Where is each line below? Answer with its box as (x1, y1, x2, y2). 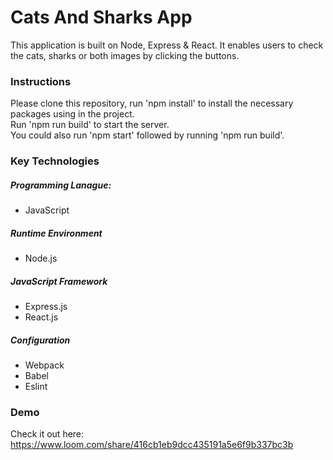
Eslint (24, 381, 48, 393)
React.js (24, 311, 59, 323)
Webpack (24, 359, 65, 371)
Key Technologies (10, 154, 100, 168)
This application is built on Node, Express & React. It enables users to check (10, 39, 324, 51)
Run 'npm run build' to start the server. (10, 119, 170, 131)
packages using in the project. (10, 108, 135, 120)
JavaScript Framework (10, 275, 108, 287)
